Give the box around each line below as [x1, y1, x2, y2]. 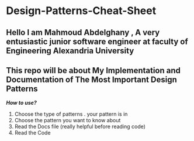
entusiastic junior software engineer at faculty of [6, 36, 188, 46]
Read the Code [14, 129, 51, 136]
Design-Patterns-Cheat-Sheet [6, 4, 157, 18]
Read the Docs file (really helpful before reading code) [14, 123, 146, 130]
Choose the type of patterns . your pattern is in [14, 111, 128, 118]
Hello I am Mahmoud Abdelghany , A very [6, 27, 160, 37]
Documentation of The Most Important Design [6, 74, 177, 84]
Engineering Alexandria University [6, 46, 134, 56]
